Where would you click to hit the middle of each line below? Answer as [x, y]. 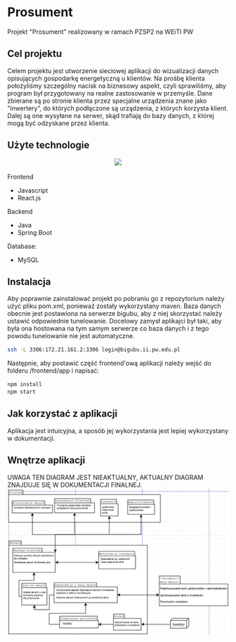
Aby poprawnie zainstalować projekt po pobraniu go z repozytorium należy [116, 299]
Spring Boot [35, 232]
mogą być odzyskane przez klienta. [59, 123]
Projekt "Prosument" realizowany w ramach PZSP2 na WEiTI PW [100, 32]
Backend [20, 211]
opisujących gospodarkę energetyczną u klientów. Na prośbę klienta [106, 78]
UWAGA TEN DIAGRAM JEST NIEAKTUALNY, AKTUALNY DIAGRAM [105, 477]
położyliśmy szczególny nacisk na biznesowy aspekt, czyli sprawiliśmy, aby [117, 86]
